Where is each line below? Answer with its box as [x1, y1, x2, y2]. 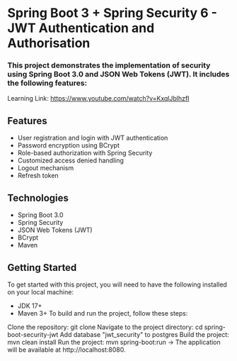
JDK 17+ [17, 301, 42, 310]
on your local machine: [7, 287, 74, 296]
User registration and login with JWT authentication [17, 133, 168, 143]
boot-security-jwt [7, 330, 59, 338]
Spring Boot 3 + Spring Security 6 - [7, 5, 218, 21]
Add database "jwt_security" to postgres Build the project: [59, 330, 230, 338]
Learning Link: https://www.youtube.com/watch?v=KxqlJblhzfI [7, 94, 190, 103]
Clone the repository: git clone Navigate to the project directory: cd [7, 323, 203, 331]
